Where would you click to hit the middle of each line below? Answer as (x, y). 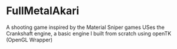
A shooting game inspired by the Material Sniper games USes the (86, 27)
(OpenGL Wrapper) (29, 40)
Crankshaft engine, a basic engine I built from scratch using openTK (89, 33)
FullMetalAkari (43, 11)
